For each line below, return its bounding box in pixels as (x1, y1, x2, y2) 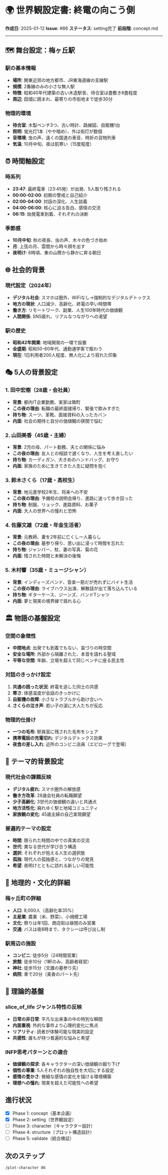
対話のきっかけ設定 (5, 671, 51, 678)
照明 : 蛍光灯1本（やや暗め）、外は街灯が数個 (12, 128, 102, 134)
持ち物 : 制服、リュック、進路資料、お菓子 (12, 502, 98, 508)
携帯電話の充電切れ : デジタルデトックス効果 (12, 735, 103, 741)
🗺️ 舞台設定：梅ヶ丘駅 (5, 46, 75, 55)
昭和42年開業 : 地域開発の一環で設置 (12, 339, 87, 345)
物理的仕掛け (5, 716, 36, 723)
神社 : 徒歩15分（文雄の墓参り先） (12, 965, 81, 971)
